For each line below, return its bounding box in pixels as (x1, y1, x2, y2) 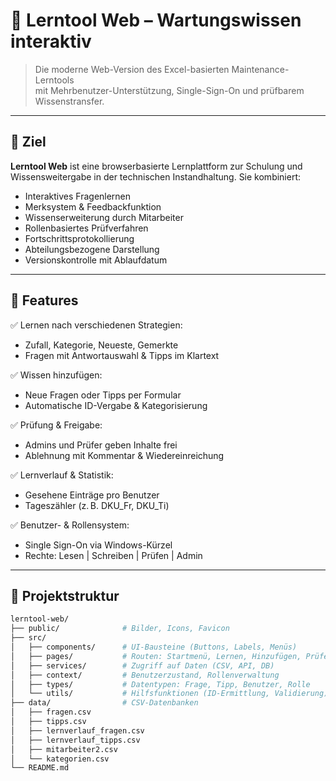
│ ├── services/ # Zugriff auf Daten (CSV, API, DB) (10, 660, 275, 671)
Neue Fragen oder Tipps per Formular (24, 389, 182, 401)
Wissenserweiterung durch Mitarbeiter (24, 211, 184, 223)
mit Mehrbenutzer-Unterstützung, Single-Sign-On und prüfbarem (34, 84, 305, 96)
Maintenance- (231, 63, 290, 75)
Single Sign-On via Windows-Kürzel (24, 539, 173, 551)
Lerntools (34, 74, 75, 86)
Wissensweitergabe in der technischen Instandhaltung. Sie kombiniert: (10, 170, 302, 183)
